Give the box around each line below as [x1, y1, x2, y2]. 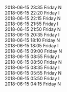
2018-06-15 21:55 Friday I [5, 21, 59, 27]
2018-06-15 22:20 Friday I [5, 10, 60, 16]
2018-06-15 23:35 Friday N [5, 5, 62, 10]
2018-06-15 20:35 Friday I [5, 32, 60, 38]
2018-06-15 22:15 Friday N [5, 15, 61, 21]
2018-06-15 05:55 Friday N [5, 70, 62, 76]
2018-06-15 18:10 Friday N [5, 37, 60, 43]
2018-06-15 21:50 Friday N [5, 26, 61, 32]
